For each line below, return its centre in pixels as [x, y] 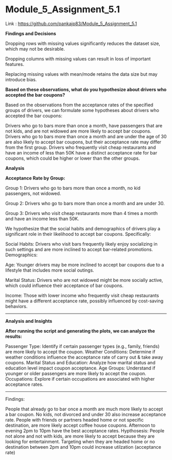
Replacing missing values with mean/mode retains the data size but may [81, 74]
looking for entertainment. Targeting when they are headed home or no [80, 442]
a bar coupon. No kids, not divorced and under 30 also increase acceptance [86, 414]
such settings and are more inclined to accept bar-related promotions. [79, 249]
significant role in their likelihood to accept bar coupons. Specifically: [78, 234]
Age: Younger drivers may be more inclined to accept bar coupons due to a [85, 265]
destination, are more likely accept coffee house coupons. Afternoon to [80, 425]
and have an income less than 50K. [42, 218]
